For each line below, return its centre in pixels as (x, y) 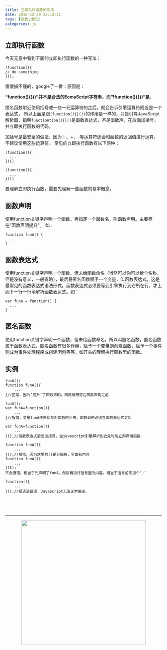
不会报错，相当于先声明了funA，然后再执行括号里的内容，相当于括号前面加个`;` (76, 473)
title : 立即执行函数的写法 (30, 10)
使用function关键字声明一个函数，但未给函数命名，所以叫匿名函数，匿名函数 (83, 339)
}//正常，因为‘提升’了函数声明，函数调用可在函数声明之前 (57, 395)
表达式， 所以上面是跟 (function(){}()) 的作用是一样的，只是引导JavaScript (83, 114)
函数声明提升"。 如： (33, 225)
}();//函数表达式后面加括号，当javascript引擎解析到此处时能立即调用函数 (73, 436)
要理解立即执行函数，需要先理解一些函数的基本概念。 (60, 189)
